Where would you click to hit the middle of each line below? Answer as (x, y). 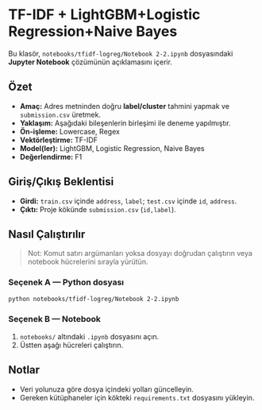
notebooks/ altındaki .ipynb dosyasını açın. (89, 336)
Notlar (24, 370)
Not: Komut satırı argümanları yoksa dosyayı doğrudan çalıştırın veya (140, 253)
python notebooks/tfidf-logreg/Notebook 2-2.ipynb (94, 299)
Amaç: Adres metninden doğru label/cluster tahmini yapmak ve (125, 106)
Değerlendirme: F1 (51, 157)
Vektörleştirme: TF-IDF (58, 140)
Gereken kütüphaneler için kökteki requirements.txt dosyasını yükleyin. (137, 397)
